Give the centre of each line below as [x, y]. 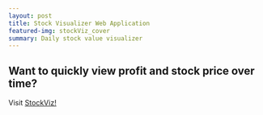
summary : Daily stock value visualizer [76, 38]
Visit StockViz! [32, 103]
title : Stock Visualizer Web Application [79, 23]
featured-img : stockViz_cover [59, 31]
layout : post [30, 16]
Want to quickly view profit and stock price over [131, 70]
